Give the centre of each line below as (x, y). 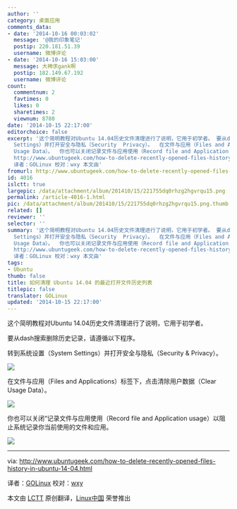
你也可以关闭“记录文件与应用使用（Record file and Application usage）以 (114, 418)
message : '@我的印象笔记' (48, 40)
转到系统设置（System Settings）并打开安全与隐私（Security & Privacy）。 (115, 353)
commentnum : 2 (34, 92)
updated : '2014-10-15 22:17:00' (55, 302)
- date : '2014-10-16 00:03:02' (53, 33)
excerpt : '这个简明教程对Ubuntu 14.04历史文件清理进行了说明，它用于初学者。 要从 (117, 138)
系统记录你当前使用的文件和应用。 (63, 427)
